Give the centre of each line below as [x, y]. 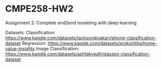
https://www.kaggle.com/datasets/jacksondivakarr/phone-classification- [81, 38]
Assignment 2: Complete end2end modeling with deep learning [71, 23]
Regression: [34, 43]
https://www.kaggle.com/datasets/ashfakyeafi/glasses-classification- [78, 54]
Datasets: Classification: [30, 32]
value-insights [20, 48]
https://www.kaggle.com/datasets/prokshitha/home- [102, 43]
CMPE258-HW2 [39, 9]
